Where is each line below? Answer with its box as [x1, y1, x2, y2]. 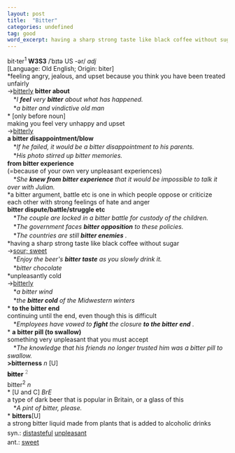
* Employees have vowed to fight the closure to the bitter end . [13, 320, 194, 328]
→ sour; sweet [7, 247, 48, 255]
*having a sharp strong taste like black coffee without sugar [7, 239, 180, 247]
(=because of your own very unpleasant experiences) [7, 166, 162, 175]
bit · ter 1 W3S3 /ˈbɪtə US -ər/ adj [7, 55, 97, 65]
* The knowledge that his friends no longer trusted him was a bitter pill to [13, 343, 223, 352]
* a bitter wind [13, 287, 53, 296]
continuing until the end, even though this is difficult [7, 311, 157, 320]
